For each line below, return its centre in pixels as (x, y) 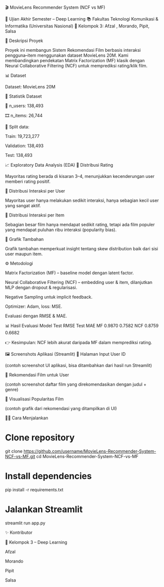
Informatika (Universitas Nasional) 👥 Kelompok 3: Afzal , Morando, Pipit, (77, 26)
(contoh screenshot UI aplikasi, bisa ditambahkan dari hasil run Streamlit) (79, 365)
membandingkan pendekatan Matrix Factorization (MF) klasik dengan (75, 60)
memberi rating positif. (28, 181)
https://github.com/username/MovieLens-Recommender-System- (90, 451)
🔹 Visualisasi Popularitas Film (34, 399)
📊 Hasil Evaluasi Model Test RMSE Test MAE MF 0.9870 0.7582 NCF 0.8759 (82, 326)
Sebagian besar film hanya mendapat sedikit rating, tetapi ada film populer (80, 225)
